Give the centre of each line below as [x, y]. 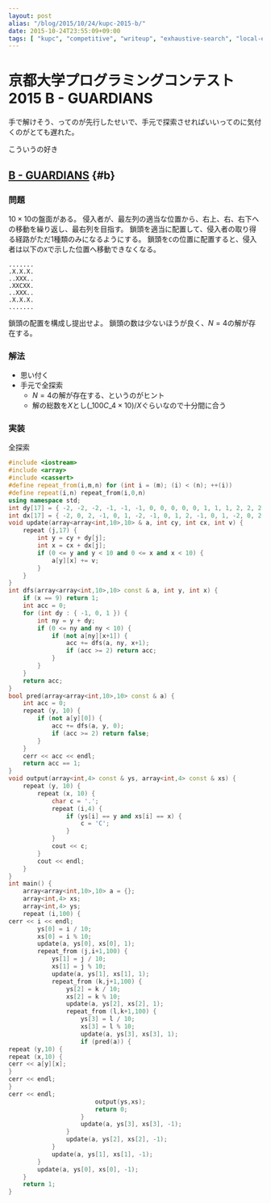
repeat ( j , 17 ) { [50, 530]
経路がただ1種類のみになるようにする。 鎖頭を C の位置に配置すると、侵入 [136, 238]
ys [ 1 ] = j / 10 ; [79, 959]
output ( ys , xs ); [121, 1102]
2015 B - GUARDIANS [81, 99]
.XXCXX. [21, 285]
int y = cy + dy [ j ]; [72, 538]
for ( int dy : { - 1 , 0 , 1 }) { [75, 613]
